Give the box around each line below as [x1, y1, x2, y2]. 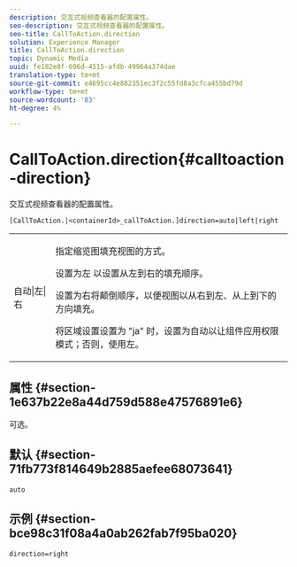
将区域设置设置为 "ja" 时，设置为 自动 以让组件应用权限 [55, 325, 279, 338]
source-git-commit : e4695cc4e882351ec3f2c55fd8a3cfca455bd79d [9, 79, 243, 88]
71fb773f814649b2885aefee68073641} [9, 462, 233, 477]
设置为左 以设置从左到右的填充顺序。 [55, 268, 209, 280]
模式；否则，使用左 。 [55, 338, 144, 351]
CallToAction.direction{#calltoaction [9, 150, 285, 169]
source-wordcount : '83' [9, 95, 97, 105]
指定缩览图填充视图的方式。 [55, 245, 171, 258]
